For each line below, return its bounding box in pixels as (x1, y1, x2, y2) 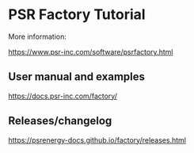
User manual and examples (8, 70, 145, 84)
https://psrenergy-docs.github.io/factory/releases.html (8, 135, 186, 144)
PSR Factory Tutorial (8, 6, 146, 24)
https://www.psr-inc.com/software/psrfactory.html (8, 47, 173, 56)
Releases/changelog (8, 114, 112, 128)
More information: (8, 32, 67, 41)
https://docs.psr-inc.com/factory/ (8, 91, 117, 101)
